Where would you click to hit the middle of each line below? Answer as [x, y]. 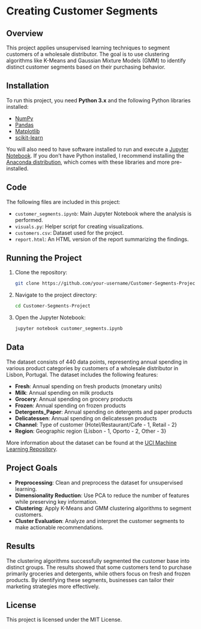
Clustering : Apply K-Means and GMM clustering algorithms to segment [103, 508]
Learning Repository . [32, 449]
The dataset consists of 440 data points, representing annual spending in [97, 362]
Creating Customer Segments [82, 11]
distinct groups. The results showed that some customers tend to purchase [99, 567]
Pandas [24, 125]
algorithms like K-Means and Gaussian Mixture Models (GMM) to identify [96, 60]
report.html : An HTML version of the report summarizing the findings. [102, 239]
